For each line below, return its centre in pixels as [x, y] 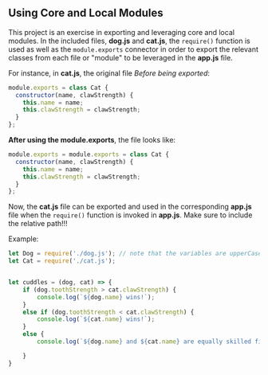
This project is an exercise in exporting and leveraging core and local [122, 32]
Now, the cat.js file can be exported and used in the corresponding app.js [130, 207]
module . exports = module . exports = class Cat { [89, 154]
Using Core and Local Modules [86, 13]
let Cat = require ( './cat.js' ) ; [62, 261]
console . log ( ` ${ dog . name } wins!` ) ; [96, 297]
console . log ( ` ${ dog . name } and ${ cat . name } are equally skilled [144, 342]
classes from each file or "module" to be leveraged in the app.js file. [120, 57]
